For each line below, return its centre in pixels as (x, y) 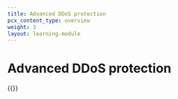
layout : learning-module (44, 34)
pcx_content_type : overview (49, 21)
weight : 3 (22, 27)
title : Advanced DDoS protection (57, 14)
